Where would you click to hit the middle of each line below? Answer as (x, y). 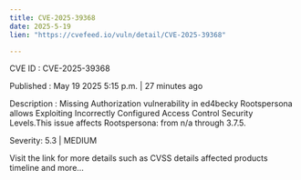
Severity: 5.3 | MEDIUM (53, 141)
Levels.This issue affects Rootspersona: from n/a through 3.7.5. (128, 123)
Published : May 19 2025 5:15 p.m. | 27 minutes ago (106, 86)
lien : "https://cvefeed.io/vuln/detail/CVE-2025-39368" (118, 35)
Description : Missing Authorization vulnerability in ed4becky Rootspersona (151, 104)
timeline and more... (47, 168)
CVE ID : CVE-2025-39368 (60, 68)
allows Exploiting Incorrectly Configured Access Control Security (131, 114)
